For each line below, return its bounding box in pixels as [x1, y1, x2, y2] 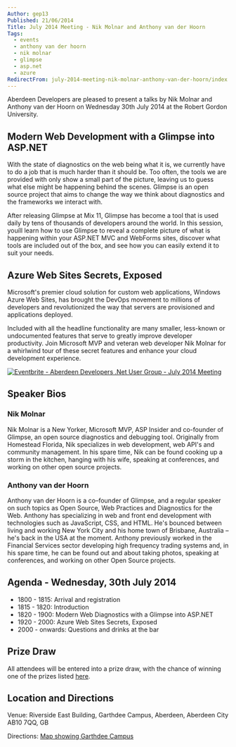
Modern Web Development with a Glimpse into [7, 130, 216, 142]
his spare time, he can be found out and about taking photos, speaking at [7, 548, 219, 557]
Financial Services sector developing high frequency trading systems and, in [7, 541, 229, 550]
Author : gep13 [7, 10, 49, 18]
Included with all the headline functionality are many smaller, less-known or [7, 324, 225, 332]
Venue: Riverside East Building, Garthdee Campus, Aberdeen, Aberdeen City [7, 711, 229, 720]
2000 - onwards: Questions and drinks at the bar [17, 625, 159, 634]
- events [13, 37, 39, 44]
